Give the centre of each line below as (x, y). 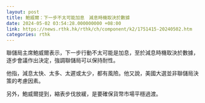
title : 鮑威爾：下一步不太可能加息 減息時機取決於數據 (68, 18)
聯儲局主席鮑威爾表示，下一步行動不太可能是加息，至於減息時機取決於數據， (103, 53)
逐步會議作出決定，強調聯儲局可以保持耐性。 (63, 60)
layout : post (23, 12)
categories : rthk (28, 35)
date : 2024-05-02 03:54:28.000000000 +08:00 (64, 23)
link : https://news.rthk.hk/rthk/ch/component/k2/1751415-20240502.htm (99, 29)
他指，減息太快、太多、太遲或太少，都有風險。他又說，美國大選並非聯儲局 (100, 73)
